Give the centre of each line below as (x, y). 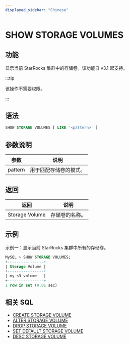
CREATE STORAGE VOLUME (42, 315)
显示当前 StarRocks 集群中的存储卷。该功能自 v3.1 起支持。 (66, 68)
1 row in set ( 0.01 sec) (31, 285)
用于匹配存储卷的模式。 (58, 170)
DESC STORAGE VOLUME (39, 336)
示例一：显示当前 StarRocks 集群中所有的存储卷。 (57, 247)
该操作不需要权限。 (25, 89)
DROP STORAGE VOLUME (40, 326)
